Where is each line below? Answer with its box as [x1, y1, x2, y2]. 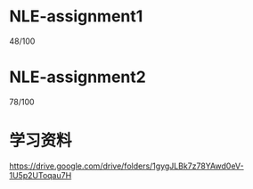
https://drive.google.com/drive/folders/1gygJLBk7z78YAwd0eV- [9, 160, 244, 171]
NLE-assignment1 [9, 6, 143, 27]
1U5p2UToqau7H [9, 169, 72, 180]
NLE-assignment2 [9, 67, 147, 87]
